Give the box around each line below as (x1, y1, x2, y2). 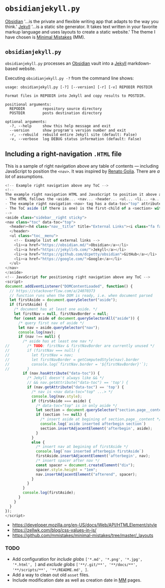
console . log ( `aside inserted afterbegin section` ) (40, 421, 146, 427)
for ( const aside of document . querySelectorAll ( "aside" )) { (14, 316, 139, 321)
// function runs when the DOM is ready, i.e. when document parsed (9, 293, 153, 298)
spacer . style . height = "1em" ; (36, 467, 98, 472)
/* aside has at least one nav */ (23, 339, 93, 344)
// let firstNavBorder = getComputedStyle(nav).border (5, 357, 139, 362)
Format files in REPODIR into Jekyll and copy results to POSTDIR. (5, 93, 146, 98)
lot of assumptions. (5, 173, 44, 179)
